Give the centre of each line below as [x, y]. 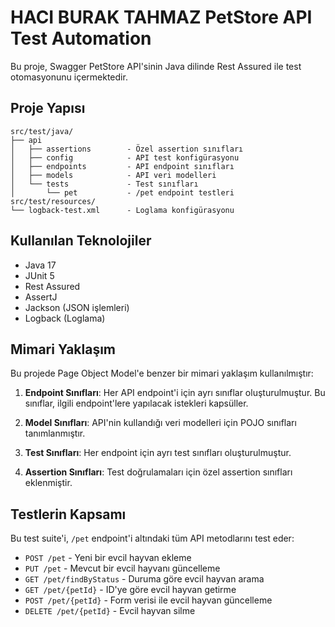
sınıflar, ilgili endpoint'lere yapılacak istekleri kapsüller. [136, 403]
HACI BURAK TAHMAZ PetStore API [161, 17]
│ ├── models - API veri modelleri [113, 175]
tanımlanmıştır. [55, 433]
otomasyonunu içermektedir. [69, 77]
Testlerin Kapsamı [68, 514]
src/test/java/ [42, 131]
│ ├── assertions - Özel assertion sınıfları [127, 149]
